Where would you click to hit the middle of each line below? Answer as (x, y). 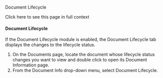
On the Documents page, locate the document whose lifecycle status (83, 54)
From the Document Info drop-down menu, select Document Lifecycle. (85, 70)
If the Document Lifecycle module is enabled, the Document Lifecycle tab (81, 39)
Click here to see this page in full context (47, 17)
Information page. (31, 65)
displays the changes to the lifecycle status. (50, 45)
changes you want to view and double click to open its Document (80, 60)
